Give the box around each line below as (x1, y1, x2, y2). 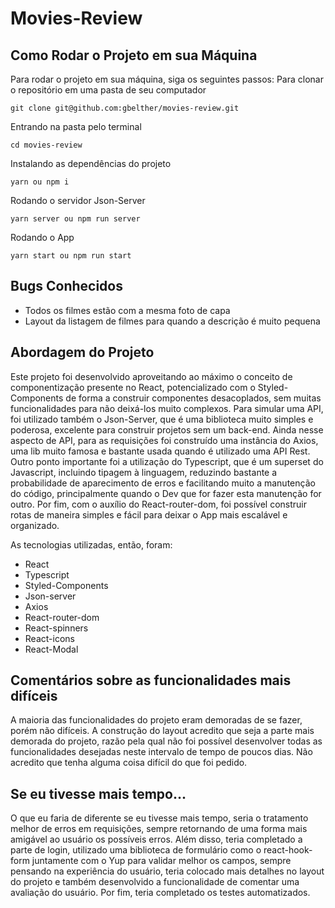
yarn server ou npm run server (10, 214, 141, 224)
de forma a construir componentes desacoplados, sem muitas (65, 392, 322, 404)
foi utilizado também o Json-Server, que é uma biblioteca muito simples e (10, 413, 314, 425)
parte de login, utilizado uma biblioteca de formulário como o (10, 844, 262, 856)
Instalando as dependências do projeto (10, 158, 172, 169)
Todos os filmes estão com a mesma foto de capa (24, 304, 231, 316)
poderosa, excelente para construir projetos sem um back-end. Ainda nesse (10, 423, 324, 436)
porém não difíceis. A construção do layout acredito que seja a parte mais (10, 725, 315, 737)
